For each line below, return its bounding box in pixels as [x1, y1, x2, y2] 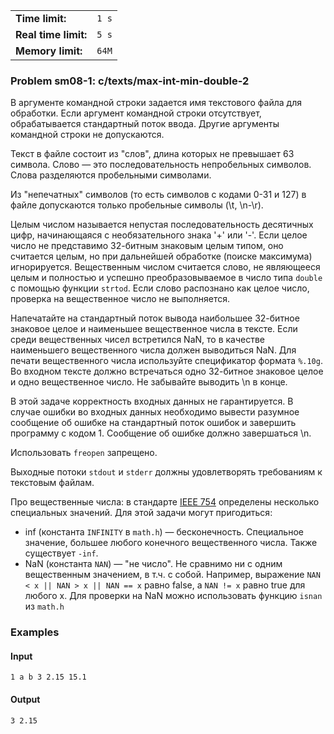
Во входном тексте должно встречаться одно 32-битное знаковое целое [10, 365, 324, 378]
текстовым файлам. [10, 477, 95, 489]
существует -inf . [24, 547, 99, 559]
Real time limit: [15, 28, 88, 41]
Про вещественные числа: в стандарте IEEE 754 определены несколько [10, 496, 320, 508]
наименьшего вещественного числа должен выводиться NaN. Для [10, 344, 297, 356]
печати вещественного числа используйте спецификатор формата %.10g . [10, 355, 323, 367]
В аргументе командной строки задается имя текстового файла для [10, 97, 302, 109]
